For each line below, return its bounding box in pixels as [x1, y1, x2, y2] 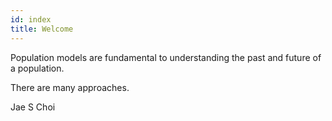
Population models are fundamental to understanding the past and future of [10, 51, 322, 63]
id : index [10, 14, 52, 25]
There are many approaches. [10, 81, 130, 93]
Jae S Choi [10, 101, 56, 113]
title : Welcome [10, 24, 74, 34]
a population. [10, 62, 65, 74]
